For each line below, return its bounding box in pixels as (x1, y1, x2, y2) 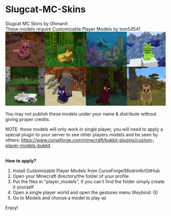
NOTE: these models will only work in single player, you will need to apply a (5, 126, 163, 132)
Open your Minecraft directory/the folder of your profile (12, 173, 129, 179)
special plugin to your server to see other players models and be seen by (5, 131, 158, 137)
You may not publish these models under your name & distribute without (5, 111, 157, 117)
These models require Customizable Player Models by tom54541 (5, 26, 141, 32)
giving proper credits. (5, 116, 51, 122)
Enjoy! (5, 204, 19, 210)
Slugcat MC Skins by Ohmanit (5, 20, 68, 27)
